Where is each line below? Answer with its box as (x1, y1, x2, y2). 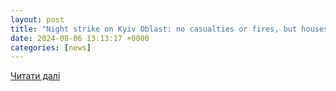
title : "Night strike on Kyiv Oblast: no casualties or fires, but (10, 24, 298, 34)
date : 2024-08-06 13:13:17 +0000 (10, 33, 150, 43)
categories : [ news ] (10, 42, 92, 53)
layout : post (10, 14, 65, 25)
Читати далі (10, 70, 61, 82)
